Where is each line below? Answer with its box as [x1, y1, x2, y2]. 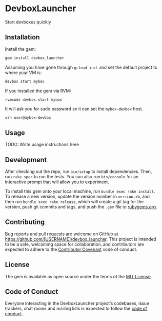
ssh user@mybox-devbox [5, 115, 51, 120]
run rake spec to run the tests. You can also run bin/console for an [5, 174, 139, 179]
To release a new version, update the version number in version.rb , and [5, 193, 150, 199]
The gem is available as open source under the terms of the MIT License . [5, 273, 152, 279]
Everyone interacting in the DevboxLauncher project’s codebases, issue [5, 301, 150, 306]
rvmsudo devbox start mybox [5, 97, 62, 102]
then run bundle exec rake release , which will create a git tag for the [5, 199, 144, 205]
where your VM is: [5, 69, 42, 76]
